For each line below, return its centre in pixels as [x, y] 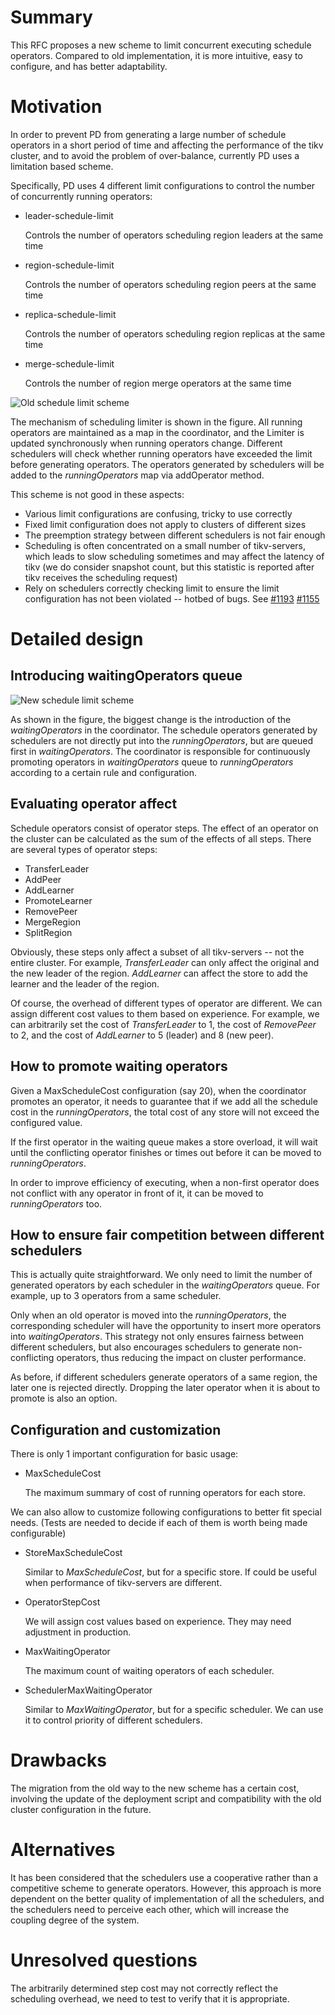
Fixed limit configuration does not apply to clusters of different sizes [165, 524]
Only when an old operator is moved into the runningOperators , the [148, 1315]
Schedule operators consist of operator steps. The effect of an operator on [164, 828]
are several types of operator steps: [84, 849]
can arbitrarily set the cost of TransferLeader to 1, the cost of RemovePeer [163, 1024]
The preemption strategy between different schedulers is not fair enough [175, 535]
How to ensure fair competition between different [167, 1234]
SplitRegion [48, 932]
